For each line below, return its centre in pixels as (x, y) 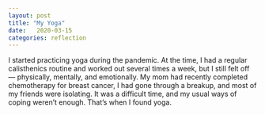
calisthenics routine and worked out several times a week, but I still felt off (129, 69)
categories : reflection (47, 38)
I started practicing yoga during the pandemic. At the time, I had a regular (128, 60)
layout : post (30, 15)
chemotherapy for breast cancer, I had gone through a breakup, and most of (132, 86)
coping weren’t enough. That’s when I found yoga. (90, 102)
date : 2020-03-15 (40, 30)
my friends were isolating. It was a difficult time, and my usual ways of (123, 94)
